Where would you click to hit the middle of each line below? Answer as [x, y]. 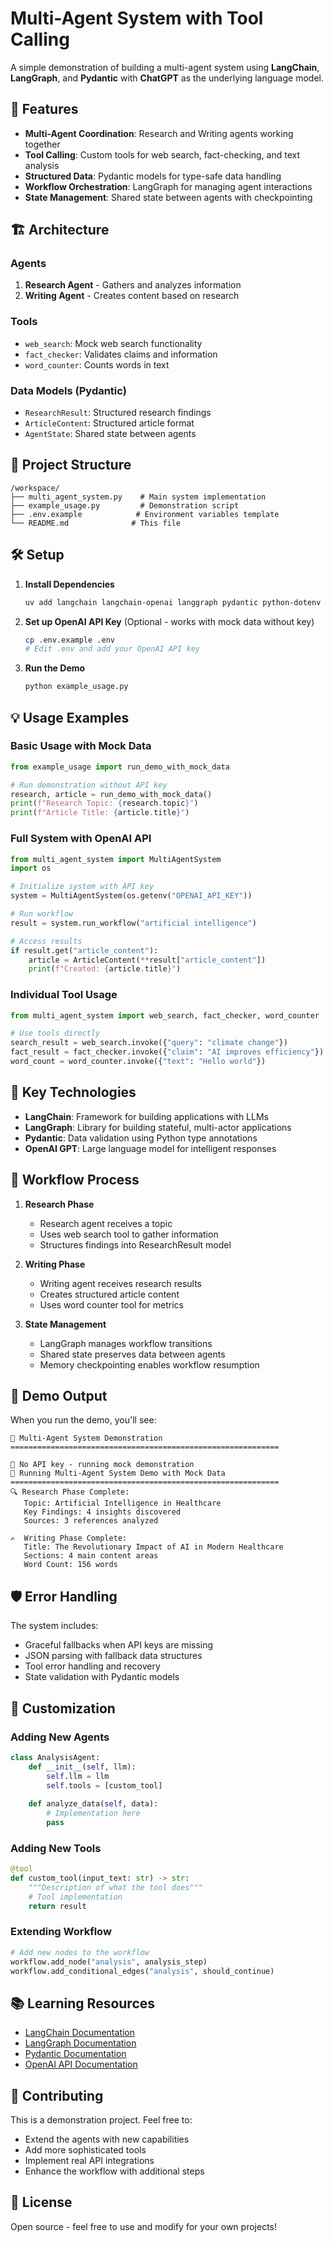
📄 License [41, 2202]
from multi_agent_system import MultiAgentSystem [116, 859]
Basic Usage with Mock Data [81, 746]
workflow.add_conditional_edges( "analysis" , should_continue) [142, 1971]
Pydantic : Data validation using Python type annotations [141, 1138]
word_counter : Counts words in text [97, 364]
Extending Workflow [61, 1932]
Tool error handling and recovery [92, 1666]
